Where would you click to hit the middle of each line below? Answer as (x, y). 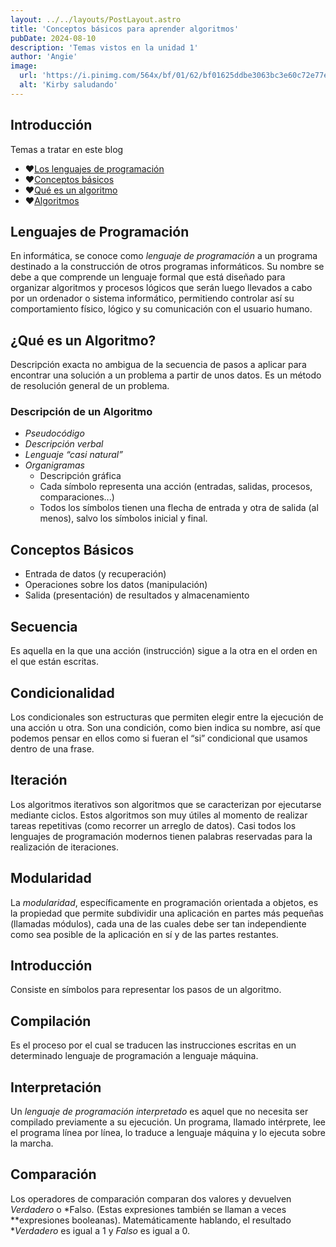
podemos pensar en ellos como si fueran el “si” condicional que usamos (159, 738)
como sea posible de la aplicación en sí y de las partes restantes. (144, 934)
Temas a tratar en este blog (67, 149)
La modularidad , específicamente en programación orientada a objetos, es (164, 902)
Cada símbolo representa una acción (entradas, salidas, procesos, (176, 487)
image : (24, 66)
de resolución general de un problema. (90, 386)
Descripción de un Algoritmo (81, 412)
